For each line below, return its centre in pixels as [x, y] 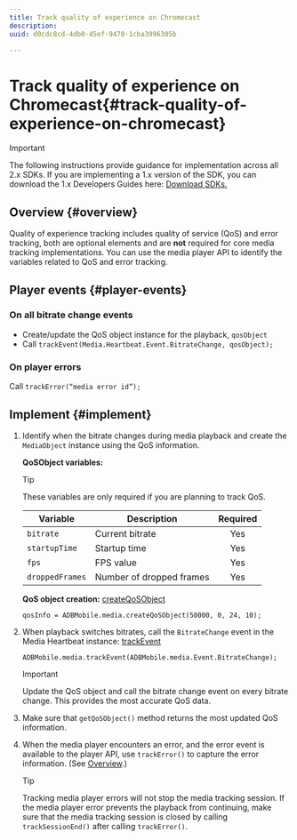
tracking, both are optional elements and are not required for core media [142, 243]
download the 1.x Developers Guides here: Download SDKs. [118, 184]
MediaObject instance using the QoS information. [111, 444]
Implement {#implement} [80, 414]
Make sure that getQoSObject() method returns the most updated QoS [150, 717]
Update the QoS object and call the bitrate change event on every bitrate [155, 691]
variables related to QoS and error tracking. [88, 262]
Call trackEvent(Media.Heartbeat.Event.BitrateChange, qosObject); [148, 344]
